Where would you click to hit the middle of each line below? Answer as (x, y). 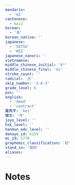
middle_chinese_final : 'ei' (34, 70)
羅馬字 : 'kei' (19, 111)
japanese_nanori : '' (26, 56)
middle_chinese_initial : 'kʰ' (36, 65)
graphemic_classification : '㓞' (38, 143)
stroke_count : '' (23, 74)
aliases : (14, 152)
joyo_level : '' (21, 120)
